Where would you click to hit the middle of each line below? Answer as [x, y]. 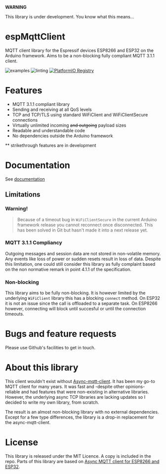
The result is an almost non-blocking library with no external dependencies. [82, 412]
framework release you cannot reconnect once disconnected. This [85, 225]
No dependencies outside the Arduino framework [62, 136]
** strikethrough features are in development [51, 145]
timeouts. [15, 314]
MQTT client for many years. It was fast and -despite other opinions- [75, 386]
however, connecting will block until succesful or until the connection [76, 309]
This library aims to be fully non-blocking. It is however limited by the [75, 293]
